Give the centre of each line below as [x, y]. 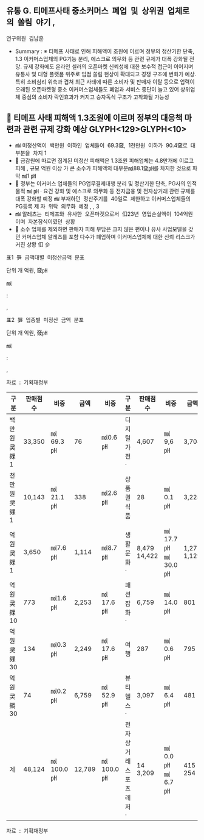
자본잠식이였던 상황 [52, 221]
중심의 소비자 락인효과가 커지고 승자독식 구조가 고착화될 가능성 [95, 97]
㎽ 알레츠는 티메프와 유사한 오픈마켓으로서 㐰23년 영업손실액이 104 [99, 214]
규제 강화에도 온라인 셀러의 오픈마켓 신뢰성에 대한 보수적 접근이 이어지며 [108, 66]
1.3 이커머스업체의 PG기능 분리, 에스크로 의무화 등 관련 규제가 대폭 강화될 [101, 59]
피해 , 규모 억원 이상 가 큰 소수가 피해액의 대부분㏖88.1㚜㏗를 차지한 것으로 [103, 168]
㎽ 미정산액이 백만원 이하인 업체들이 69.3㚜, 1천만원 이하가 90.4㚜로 [101, 145]
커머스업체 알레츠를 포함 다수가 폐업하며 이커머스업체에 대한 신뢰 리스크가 [108, 237]
